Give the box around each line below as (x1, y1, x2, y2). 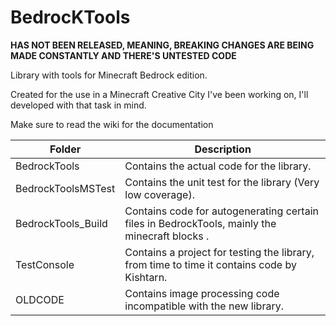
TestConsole (15, 257, 75, 271)
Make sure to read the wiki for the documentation (10, 118, 214, 130)
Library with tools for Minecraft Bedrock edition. (10, 69, 208, 81)
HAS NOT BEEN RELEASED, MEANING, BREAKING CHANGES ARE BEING (10, 39, 315, 51)
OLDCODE (15, 292, 65, 306)
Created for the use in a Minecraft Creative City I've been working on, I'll (10, 88, 309, 100)
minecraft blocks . (124, 229, 210, 243)
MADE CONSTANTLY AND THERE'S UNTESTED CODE (10, 49, 237, 61)
